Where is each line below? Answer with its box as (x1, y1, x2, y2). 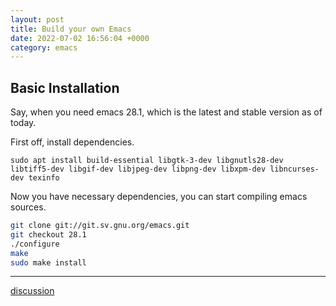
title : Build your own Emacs (10, 24, 132, 34)
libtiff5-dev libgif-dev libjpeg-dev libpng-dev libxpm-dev (10, 164, 267, 175)
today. (10, 117, 37, 129)
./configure (10, 239, 60, 249)
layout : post (10, 14, 65, 25)
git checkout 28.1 (10, 229, 87, 240)
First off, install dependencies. (10, 136, 135, 148)
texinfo (28, 173, 60, 183)
